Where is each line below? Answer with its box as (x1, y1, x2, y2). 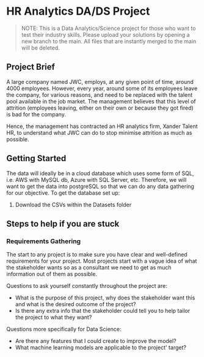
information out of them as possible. (6, 271, 98, 278)
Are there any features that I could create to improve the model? (15, 337, 177, 345)
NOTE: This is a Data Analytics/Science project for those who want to (21, 24, 196, 32)
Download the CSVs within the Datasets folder (15, 201, 132, 208)
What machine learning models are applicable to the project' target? (15, 344, 186, 351)
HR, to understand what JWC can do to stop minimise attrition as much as (6, 129, 192, 136)
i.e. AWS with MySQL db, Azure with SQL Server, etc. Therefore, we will (6, 176, 187, 183)
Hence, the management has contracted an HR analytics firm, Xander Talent (6, 122, 198, 130)
